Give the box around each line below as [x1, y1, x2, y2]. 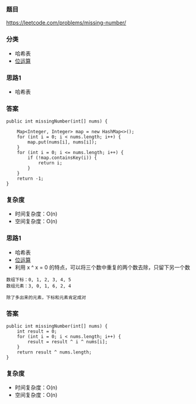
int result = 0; [17, 328, 58, 334]
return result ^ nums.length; [17, 349, 92, 355]
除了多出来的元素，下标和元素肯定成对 [6, 295, 86, 300]
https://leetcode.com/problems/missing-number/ [6, 19, 126, 26]
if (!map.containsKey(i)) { [27, 155, 97, 161]
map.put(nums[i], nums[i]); [27, 139, 97, 145]
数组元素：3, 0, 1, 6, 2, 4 [6, 283, 71, 289]
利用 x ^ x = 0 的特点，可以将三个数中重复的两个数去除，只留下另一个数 [14, 264, 191, 271]
